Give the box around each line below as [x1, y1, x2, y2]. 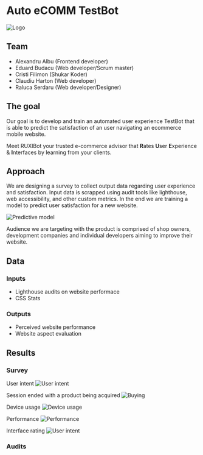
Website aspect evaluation [15, 330, 82, 337]
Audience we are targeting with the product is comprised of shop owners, [6, 225, 191, 233]
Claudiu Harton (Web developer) [15, 77, 97, 84]
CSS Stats [15, 295, 41, 302]
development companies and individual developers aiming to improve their [6, 232, 193, 239]
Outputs [6, 309, 32, 318]
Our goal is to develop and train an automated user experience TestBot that [6, 117, 194, 125]
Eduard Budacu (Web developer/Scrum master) [15, 64, 134, 71]
